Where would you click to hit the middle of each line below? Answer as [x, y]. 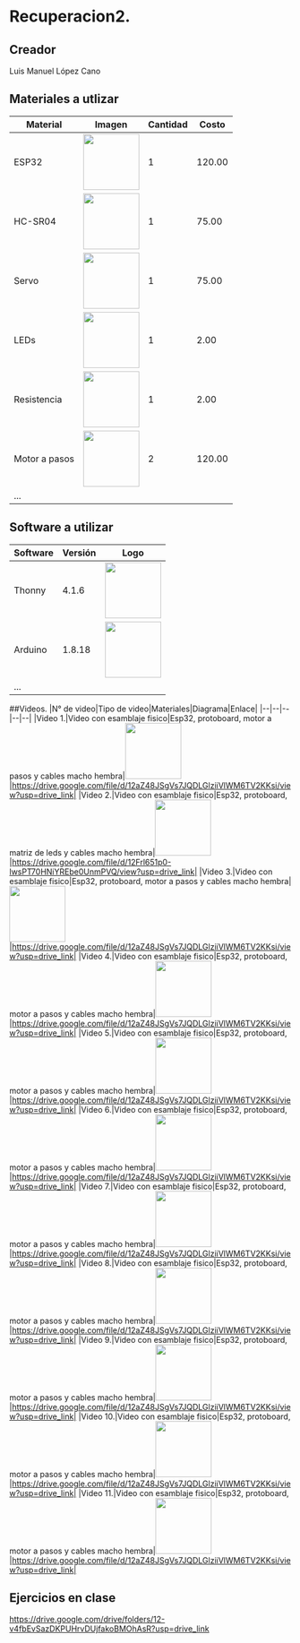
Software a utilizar [61, 527]
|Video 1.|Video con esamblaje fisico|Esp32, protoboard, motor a [153, 718]
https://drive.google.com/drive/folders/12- [87, 1620]
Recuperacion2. [70, 17]
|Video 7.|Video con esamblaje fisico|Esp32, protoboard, [182, 1186]
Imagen [111, 125]
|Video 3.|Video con [236, 872]
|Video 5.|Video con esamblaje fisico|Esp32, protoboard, [183, 1033]
